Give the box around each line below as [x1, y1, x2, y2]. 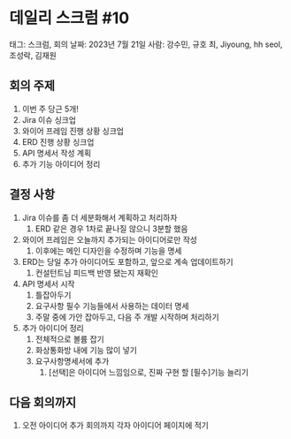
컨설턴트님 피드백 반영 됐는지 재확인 [34, 267, 159, 278]
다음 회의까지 [9, 395, 77, 410]
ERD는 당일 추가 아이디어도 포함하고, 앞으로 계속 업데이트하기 [21, 256, 234, 267]
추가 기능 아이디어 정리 [21, 158, 101, 169]
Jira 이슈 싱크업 [21, 114, 77, 125]
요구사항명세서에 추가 [34, 355, 110, 367]
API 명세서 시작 [21, 278, 75, 289]
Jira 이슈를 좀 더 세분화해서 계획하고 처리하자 [21, 212, 178, 223]
